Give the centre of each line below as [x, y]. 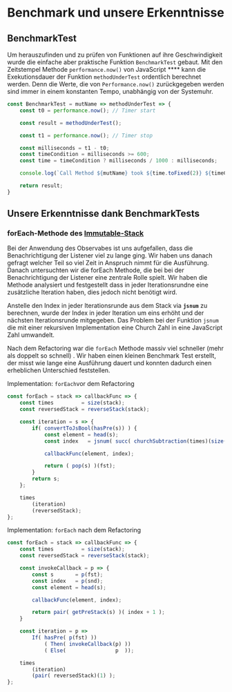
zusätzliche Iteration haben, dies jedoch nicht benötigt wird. [92, 292]
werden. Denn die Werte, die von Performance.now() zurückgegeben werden [116, 84]
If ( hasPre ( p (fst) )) [65, 638]
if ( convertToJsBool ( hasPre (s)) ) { [85, 428]
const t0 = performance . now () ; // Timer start [88, 110]
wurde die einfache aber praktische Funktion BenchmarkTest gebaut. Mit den [115, 62]
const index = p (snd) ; [68, 581]
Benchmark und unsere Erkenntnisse [116, 13]
